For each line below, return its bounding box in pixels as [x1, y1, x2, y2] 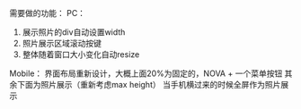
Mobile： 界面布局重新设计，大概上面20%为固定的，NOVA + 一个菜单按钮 [9, 68, 283, 79]
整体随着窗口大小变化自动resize [22, 49, 140, 60]
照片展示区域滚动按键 [22, 38, 102, 48]
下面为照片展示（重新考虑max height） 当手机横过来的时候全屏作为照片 [16, 80, 281, 89]
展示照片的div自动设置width [22, 27, 126, 38]
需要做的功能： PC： [9, 8, 86, 18]
